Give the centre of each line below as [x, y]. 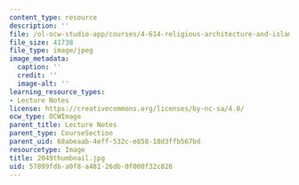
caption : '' [40, 68]
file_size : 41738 [41, 42]
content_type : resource [53, 17]
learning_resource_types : [57, 92]
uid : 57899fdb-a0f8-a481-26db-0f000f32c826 [91, 166]
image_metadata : [39, 59]
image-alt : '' [43, 84]
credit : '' [37, 76]
